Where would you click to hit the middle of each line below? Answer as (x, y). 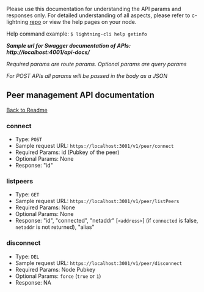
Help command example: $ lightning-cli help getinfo (77, 34)
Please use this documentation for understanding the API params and (94, 9)
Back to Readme (27, 110)
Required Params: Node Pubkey (55, 269)
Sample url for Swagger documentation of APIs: (69, 46)
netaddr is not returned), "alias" (55, 227)
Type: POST (29, 139)
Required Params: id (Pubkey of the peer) (67, 152)
